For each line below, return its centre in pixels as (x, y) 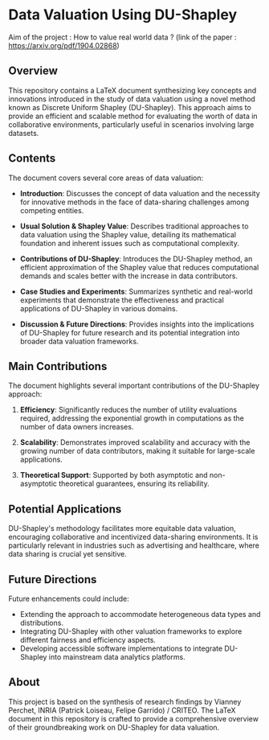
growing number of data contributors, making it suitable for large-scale (137, 451)
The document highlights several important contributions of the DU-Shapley (134, 386)
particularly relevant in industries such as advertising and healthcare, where (134, 545)
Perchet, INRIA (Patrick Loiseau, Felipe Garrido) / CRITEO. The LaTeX (122, 710)
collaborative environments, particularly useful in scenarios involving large (131, 124)
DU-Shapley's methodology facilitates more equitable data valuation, (122, 528)
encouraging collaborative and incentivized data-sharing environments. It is (133, 537)
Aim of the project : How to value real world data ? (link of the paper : (122, 37)
